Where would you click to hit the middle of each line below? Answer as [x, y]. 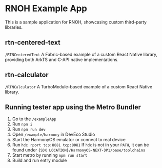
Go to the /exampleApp [34, 119]
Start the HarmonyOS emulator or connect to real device [69, 140]
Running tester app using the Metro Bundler [73, 107]
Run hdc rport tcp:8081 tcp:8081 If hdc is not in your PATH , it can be [81, 145]
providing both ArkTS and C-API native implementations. [62, 60]
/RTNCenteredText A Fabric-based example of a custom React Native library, [81, 54]
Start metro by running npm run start [50, 155]
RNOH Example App [46, 9]
